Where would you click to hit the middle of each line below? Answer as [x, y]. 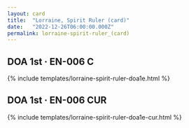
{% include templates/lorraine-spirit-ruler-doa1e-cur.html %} [94, 117]
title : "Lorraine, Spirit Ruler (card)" [69, 20]
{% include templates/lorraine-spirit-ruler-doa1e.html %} [89, 78]
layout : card [26, 14]
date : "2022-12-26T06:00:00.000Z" [61, 27]
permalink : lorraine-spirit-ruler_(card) [69, 33]
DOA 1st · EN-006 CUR [57, 100]
